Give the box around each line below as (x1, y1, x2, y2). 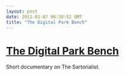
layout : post (6, 8, 38, 15)
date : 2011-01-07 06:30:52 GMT (6, 14, 82, 20)
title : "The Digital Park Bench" (6, 19, 88, 25)
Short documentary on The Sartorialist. (6, 63, 100, 70)
